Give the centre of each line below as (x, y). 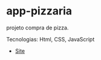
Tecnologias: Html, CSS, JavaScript (50, 39)
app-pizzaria (39, 11)
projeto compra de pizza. (37, 28)
